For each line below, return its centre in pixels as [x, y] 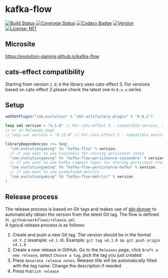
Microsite [20, 44]
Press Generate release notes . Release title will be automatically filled [84, 260]
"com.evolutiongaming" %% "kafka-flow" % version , [63, 149]
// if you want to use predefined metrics [54, 172]
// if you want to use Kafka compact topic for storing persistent [81, 163]
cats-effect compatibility [45, 72]
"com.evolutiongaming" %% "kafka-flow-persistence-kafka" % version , [83, 167]
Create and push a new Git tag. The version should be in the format [82, 234]
